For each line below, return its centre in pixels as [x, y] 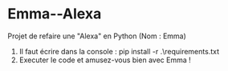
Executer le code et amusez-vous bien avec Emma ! [105, 60]
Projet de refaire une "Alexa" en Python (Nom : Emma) [97, 36]
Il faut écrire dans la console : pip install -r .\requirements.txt [119, 51]
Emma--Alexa [55, 14]
